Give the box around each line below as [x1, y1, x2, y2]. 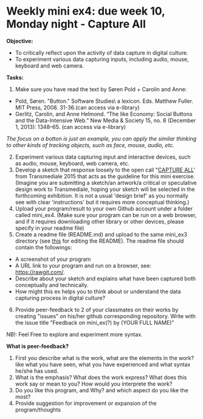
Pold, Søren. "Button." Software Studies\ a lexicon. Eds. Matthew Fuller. [15, 97, 193, 105]
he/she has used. [15, 367, 59, 375]
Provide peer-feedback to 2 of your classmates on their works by [15, 306, 179, 313]
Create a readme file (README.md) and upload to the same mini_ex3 [15, 230, 188, 238]
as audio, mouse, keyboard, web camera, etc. [15, 159, 129, 167]
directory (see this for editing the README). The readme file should [15, 237, 184, 244]
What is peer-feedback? [6, 342, 69, 350]
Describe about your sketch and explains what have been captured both [15, 275, 196, 282]
